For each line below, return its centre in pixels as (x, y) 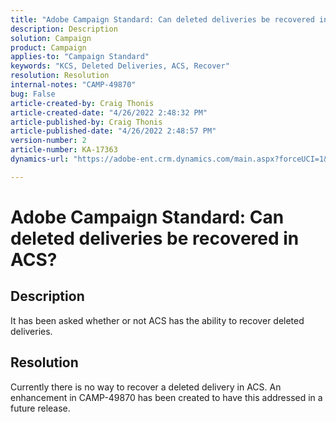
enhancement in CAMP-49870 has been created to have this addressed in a (166, 397)
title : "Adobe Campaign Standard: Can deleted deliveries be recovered (162, 19)
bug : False (33, 94)
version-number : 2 (48, 141)
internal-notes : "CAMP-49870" (73, 85)
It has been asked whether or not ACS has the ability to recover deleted (157, 320)
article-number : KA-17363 (64, 150)
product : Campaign (48, 47)
